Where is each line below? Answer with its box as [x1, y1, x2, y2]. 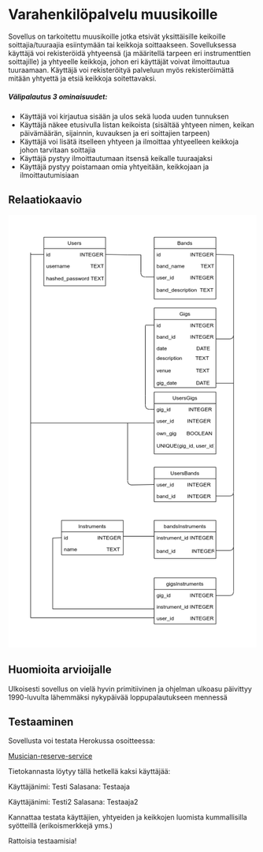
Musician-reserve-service [8, 752, 93, 761]
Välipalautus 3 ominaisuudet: [8, 92, 108, 101]
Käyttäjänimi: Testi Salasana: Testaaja [8, 782, 130, 791]
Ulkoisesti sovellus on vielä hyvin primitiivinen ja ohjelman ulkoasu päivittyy [8, 684, 252, 693]
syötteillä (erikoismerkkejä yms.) [8, 821, 113, 831]
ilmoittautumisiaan [19, 170, 80, 179]
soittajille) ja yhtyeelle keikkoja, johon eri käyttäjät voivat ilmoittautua [8, 57, 230, 66]
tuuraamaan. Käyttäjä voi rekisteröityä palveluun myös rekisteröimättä [8, 65, 235, 74]
